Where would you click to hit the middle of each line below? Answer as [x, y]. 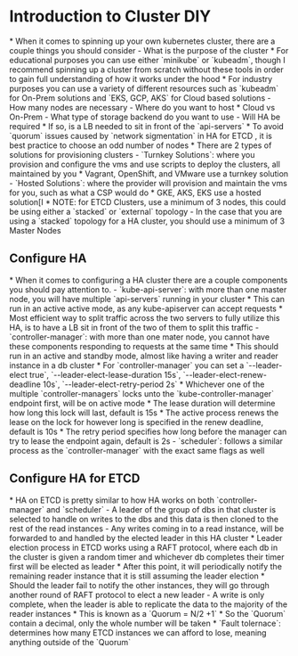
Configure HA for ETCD [75, 479]
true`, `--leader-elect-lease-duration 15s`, [105, 374]
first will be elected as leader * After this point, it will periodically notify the [146, 566]
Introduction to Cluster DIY [110, 16]
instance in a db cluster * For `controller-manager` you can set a [127, 365]
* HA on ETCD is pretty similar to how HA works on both [112, 500]
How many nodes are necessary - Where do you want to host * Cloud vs [142, 107]
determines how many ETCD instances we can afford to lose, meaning [138, 632]
